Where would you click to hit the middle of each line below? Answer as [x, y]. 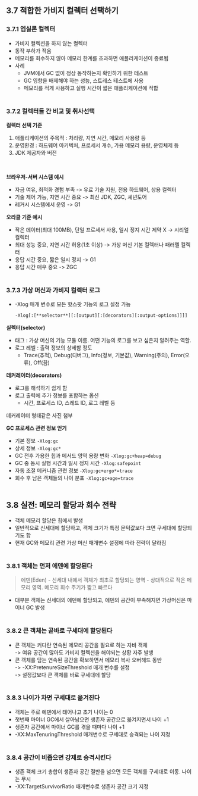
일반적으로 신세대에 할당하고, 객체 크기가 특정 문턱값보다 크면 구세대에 [95, 527]
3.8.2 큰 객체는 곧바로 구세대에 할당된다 [59, 631]
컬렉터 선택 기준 [24, 125]
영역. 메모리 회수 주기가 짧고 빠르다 [72, 588]
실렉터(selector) [26, 328]
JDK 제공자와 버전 [36, 152]
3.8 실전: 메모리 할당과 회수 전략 [61, 505]
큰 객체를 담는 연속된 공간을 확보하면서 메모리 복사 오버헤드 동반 [88, 660]
